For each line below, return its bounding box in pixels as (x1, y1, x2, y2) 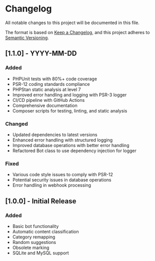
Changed (5, 120, 28, 127)
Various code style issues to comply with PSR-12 (12, 172, 113, 178)
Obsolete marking (12, 244, 49, 250)
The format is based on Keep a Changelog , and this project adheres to (5, 29, 150, 35)
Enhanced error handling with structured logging (12, 137, 113, 143)
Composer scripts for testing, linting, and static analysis (12, 107, 127, 113)
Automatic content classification (12, 228, 79, 234)
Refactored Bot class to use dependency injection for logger (12, 148, 136, 154)
